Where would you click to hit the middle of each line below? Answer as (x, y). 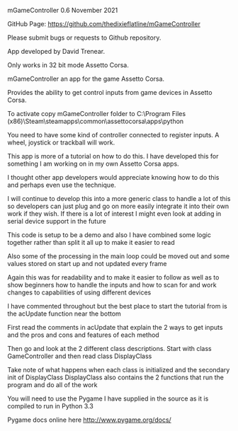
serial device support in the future (57, 221)
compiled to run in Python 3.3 (50, 406)
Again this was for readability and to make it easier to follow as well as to (113, 277)
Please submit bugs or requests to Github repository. (84, 38)
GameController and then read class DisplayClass (80, 356)
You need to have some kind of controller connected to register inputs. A (113, 135)
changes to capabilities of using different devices (79, 292)
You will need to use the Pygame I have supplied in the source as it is (108, 398)
